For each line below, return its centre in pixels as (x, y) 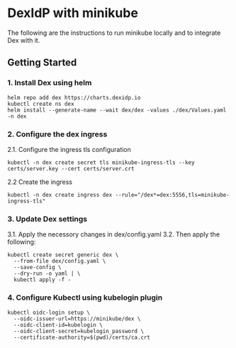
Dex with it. (24, 40)
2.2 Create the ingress (40, 182)
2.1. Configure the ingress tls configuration (69, 149)
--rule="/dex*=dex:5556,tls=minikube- (173, 195)
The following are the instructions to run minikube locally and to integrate (114, 33)
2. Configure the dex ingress (57, 134)
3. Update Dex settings (47, 219)
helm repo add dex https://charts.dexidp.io (74, 97)
